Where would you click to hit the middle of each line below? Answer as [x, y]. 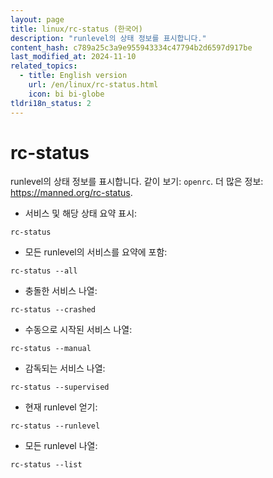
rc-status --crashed [53, 310]
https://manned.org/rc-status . [71, 193]
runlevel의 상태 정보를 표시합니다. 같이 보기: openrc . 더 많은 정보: [137, 182]
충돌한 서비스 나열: [61, 291]
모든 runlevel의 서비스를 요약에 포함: [96, 252]
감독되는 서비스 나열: [65, 368]
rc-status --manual [51, 349]
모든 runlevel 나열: [61, 446]
